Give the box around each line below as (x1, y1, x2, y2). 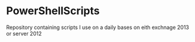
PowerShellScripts (6, 4, 100, 18)
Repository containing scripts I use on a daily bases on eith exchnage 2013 (6, 24, 189, 31)
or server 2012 (6, 30, 42, 37)
